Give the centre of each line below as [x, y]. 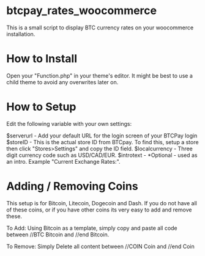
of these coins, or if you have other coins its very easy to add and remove [99, 210]
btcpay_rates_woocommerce [82, 11]
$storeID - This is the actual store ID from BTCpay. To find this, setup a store [102, 142]
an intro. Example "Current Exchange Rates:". [63, 161]
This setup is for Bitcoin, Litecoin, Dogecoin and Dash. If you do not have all [102, 203]
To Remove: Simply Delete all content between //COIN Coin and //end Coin [100, 246]
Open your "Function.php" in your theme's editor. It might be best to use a [99, 75]
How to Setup [41, 107]
